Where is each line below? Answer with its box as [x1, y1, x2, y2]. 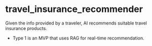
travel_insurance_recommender [5, 3, 143, 15]
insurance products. [5, 25, 47, 31]
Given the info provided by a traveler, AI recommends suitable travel [5, 20, 147, 26]
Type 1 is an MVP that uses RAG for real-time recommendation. [12, 35, 144, 41]
